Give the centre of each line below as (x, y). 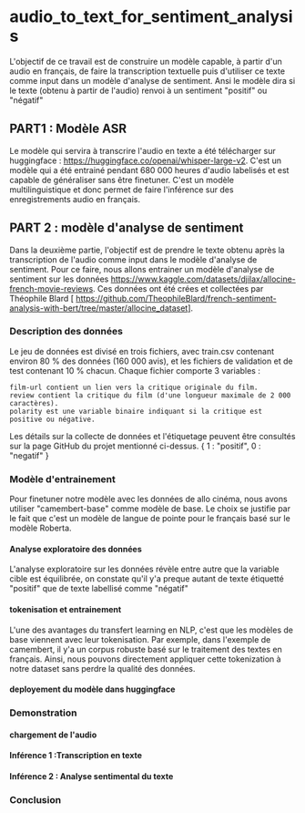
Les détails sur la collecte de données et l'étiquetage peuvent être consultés (152, 436)
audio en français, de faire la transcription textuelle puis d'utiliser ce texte (147, 71)
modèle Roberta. (41, 528)
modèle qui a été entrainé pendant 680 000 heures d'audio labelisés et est (149, 170)
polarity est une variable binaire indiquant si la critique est (136, 411)
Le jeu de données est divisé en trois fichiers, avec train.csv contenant (142, 351)
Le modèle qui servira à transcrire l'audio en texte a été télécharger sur (142, 150)
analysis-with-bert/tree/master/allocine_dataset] (100, 308)
